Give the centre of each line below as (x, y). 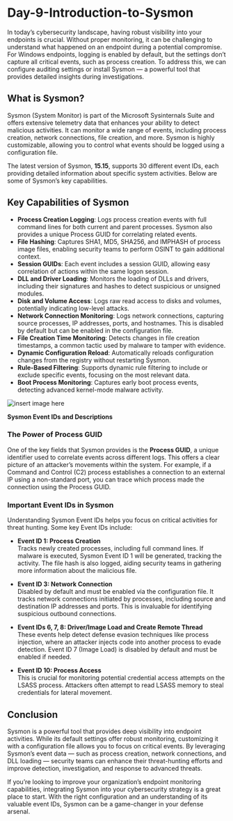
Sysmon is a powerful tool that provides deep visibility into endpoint (104, 731)
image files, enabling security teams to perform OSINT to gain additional (121, 249)
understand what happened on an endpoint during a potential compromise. (115, 47)
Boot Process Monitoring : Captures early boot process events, (108, 382)
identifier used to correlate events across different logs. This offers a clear (114, 457)
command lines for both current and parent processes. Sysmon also (115, 227)
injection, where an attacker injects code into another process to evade (119, 642)
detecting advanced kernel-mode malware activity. (90, 390)
